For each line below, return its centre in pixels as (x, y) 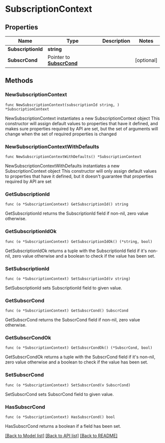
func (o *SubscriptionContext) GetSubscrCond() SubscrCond (67, 311)
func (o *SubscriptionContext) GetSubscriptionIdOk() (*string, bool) (79, 241)
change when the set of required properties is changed (61, 134)
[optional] (146, 60)
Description (116, 41)
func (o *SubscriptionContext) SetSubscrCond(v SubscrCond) (68, 385)
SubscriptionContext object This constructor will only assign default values (81, 171)
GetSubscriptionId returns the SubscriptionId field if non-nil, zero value (77, 213)
